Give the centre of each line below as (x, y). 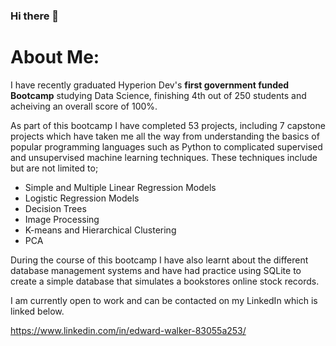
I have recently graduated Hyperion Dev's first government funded (150, 85)
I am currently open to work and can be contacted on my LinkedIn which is (164, 300)
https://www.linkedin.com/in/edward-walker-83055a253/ (128, 330)
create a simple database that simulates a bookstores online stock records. (165, 281)
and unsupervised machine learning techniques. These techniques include (164, 157)
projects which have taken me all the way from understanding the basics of (165, 136)
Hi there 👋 (35, 16)
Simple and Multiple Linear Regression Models (120, 187)
